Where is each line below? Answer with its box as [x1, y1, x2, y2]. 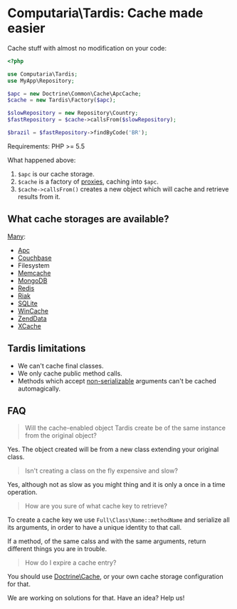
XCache [17, 321, 41, 330]
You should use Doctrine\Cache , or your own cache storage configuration [7, 573, 223, 581]
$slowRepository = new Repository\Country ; [7, 109, 139, 117]
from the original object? [24, 431, 98, 440]
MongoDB [17, 276, 48, 285]
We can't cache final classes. [17, 361, 104, 370]
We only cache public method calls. [17, 369, 122, 378]
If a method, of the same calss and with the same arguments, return [7, 537, 206, 545]
